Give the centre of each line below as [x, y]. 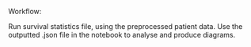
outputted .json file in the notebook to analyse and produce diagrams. [122, 35]
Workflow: [25, 11]
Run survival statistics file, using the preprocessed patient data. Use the [125, 26]
